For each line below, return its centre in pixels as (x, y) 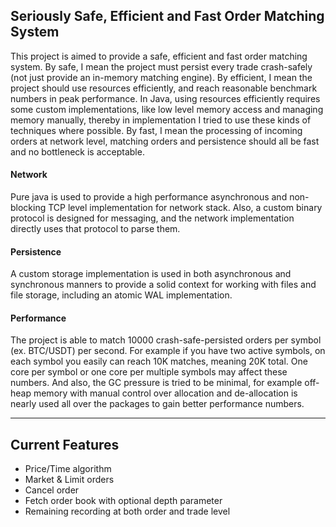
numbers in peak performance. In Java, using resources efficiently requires (165, 98)
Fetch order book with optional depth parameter (123, 501)
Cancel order (52, 490)
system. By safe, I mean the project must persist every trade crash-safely (161, 66)
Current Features (65, 444)
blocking (28, 208)
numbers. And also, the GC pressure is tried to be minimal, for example (156, 383)
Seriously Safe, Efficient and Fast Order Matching (167, 16)
